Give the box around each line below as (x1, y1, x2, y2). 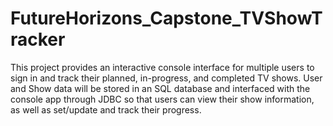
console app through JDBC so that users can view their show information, (10, 93, 315, 105)
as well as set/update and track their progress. (10, 103, 202, 116)
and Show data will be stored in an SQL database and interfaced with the (10, 82, 311, 94)
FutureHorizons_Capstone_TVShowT (10, 7, 323, 30)
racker (10, 28, 66, 51)
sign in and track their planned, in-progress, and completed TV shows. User (10, 72, 323, 84)
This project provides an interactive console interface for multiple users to (10, 61, 315, 73)
